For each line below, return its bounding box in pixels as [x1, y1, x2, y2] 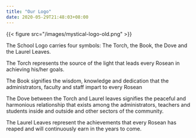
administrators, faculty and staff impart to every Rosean [6, 83, 142, 90]
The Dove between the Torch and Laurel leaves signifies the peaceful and [6, 95, 187, 102]
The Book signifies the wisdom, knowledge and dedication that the [6, 77, 169, 84]
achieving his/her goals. [6, 65, 65, 73]
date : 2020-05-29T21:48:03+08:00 [6, 14, 89, 20]
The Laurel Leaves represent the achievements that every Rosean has [6, 119, 176, 126]
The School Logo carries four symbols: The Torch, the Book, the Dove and [6, 42, 188, 49]
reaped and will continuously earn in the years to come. [6, 125, 142, 132]
